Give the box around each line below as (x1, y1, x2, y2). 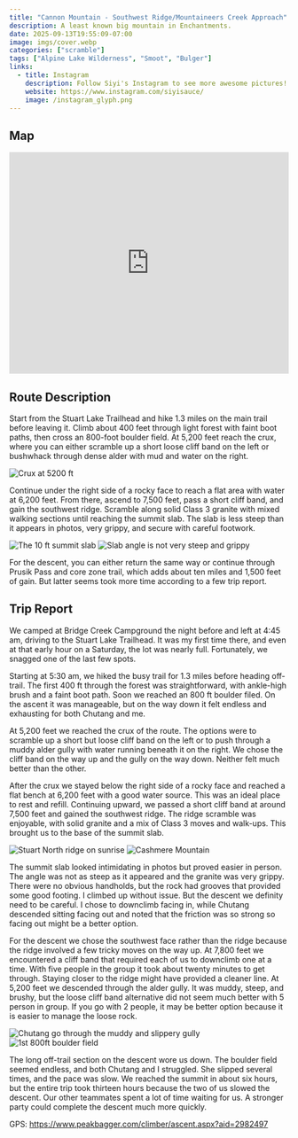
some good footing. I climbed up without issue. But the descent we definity (9, 890, 284, 900)
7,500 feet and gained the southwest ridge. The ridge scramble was (9, 808, 257, 819)
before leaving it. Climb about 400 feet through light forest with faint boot (9, 423, 278, 433)
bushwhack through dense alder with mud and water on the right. (9, 451, 249, 461)
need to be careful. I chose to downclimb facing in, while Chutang (9, 899, 250, 909)
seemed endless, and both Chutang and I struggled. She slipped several (9, 1064, 273, 1074)
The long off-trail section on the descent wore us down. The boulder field (9, 1054, 278, 1064)
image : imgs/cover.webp (9, 37, 98, 47)
